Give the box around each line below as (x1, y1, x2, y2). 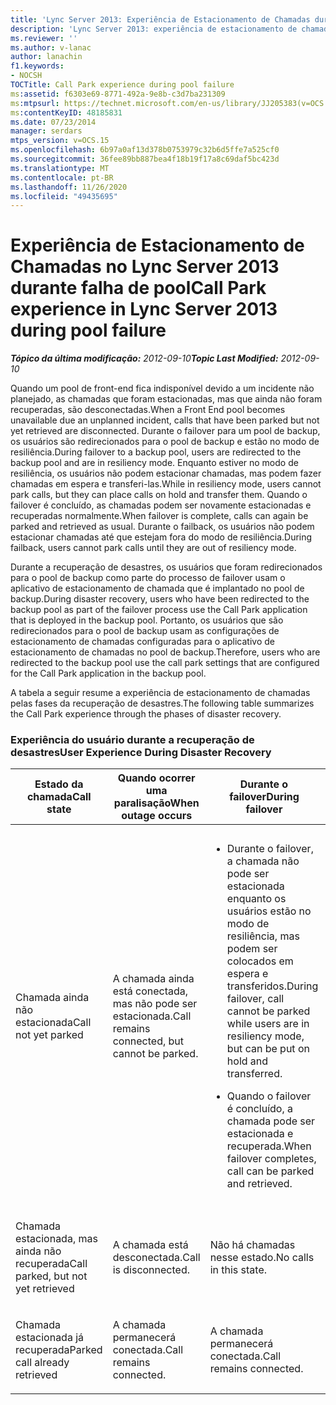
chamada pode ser (226, 1114, 316, 1128)
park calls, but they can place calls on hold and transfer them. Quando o (10, 489, 308, 501)
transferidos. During (226, 979, 319, 993)
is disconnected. (112, 1263, 190, 1277)
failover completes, (226, 1152, 317, 1166)
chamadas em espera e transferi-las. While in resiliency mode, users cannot (10, 478, 322, 490)
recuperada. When (226, 1139, 312, 1153)
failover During (229, 790, 300, 804)
